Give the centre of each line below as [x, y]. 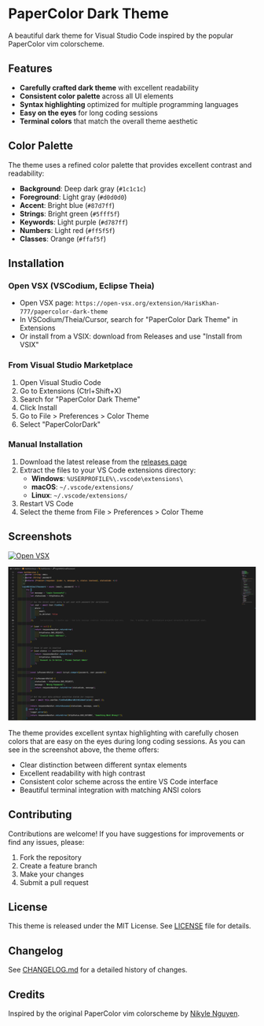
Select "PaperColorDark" [60, 424]
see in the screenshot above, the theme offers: [84, 750]
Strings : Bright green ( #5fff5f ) [70, 213]
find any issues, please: [46, 842]
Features [30, 69]
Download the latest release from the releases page [103, 461]
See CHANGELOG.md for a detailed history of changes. [98, 970]
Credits [27, 994]
